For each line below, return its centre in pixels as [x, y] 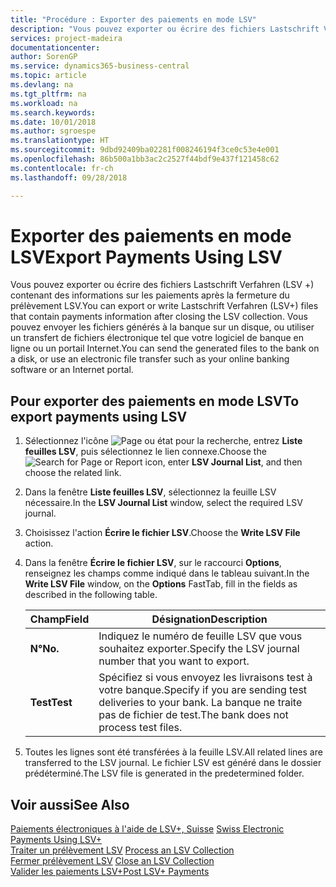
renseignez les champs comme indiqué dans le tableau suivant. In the [167, 573]
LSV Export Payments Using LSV [146, 257]
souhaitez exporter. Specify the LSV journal [199, 649]
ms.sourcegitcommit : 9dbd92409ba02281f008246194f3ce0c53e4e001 [145, 150]
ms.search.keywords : [53, 112]
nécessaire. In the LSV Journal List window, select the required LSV [163, 503]
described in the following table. [91, 595]
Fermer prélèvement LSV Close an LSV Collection [112, 861]
